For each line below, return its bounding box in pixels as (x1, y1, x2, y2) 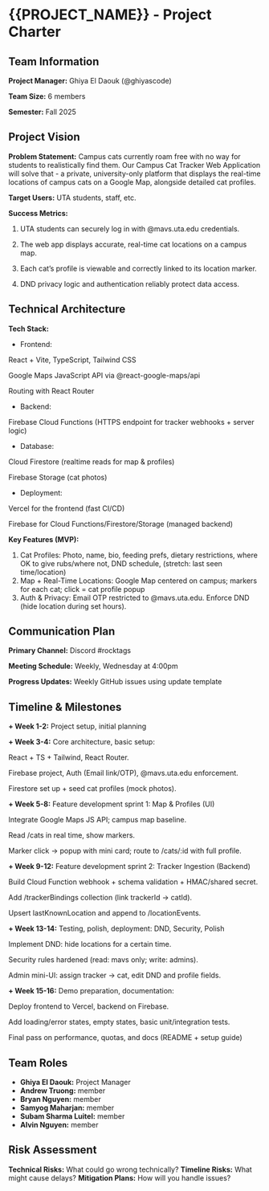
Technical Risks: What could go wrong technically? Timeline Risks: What (8, 1164, 253, 1174)
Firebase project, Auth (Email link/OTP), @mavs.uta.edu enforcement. (8, 769, 238, 778)
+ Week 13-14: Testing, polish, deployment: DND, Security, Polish (8, 924, 225, 933)
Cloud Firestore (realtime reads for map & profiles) (8, 456, 175, 467)
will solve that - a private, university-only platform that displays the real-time (8, 169, 261, 178)
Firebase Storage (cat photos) (8, 472, 108, 482)
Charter (8, 22, 62, 41)
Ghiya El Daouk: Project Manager (19, 1078, 131, 1087)
